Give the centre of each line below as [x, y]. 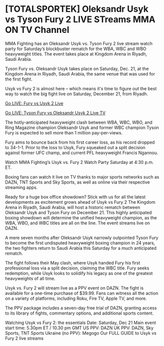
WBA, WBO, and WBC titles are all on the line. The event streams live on [78, 223]
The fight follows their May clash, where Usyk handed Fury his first [73, 263]
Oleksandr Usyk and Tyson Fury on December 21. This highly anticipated [79, 213]
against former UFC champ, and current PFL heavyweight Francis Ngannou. [82, 153]
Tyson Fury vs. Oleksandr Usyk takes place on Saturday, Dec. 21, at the [77, 68]
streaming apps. [22, 187]
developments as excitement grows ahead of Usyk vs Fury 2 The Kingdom [80, 202]
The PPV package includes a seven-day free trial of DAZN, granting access [81, 308]
